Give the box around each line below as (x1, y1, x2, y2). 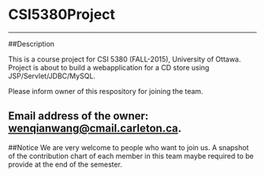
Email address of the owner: (8, 109, 149, 123)
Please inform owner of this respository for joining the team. (8, 86, 203, 96)
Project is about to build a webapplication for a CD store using (8, 62, 210, 72)
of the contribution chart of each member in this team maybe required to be (8, 151, 254, 160)
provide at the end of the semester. (8, 160, 122, 169)
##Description (8, 39, 55, 48)
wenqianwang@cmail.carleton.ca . (8, 122, 182, 135)
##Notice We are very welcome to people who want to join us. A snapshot (8, 142, 249, 152)
